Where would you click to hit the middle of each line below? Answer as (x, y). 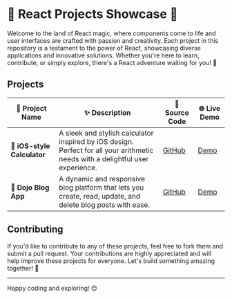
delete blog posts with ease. (104, 205)
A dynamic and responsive (102, 179)
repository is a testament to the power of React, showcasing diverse (104, 48)
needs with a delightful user (104, 158)
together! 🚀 (23, 268)
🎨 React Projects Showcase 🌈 (93, 14)
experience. (78, 167)
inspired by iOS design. (96, 141)
